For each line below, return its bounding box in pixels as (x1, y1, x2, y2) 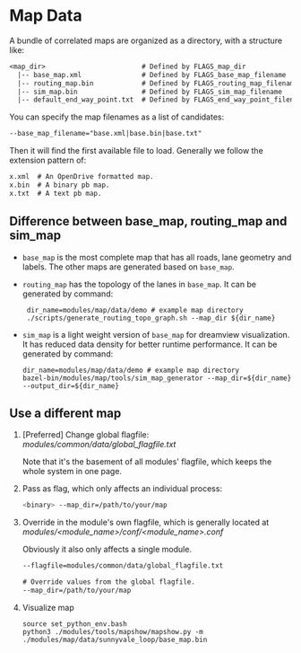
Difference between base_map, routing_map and (9, 214, 288, 229)
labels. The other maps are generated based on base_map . (21, 261, 235, 272)
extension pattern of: (9, 154, 87, 166)
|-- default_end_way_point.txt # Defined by (17, 95, 191, 104)
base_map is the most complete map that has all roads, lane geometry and (21, 251, 292, 262)
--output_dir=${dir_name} (21, 381, 119, 391)
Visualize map (21, 602, 74, 613)
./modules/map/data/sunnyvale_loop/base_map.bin (21, 635, 208, 644)
